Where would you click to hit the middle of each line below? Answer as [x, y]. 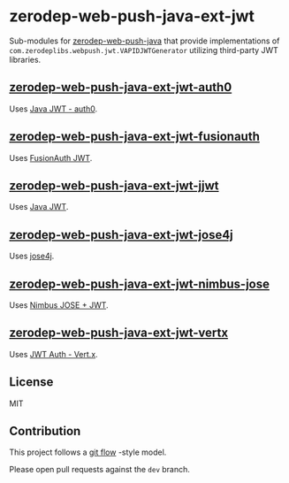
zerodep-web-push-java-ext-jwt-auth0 [121, 87]
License [31, 382]
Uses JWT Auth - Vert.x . [54, 354]
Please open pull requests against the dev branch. [99, 470]
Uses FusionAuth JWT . [51, 157]
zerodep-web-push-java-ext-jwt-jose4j [122, 235]
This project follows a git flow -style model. [88, 452]
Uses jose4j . [32, 256]
